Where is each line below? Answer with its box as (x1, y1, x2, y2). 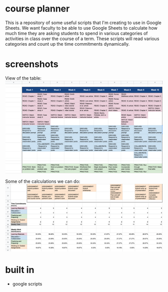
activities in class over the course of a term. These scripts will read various (5, 36, 159, 42)
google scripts (12, 280, 42, 286)
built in (5, 264, 34, 275)
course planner (5, 3, 70, 15)
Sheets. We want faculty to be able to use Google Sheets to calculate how (5, 25, 157, 31)
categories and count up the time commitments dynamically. (5, 41, 130, 47)
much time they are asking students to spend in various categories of (5, 30, 148, 36)
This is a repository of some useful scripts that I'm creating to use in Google (5, 20, 161, 26)
